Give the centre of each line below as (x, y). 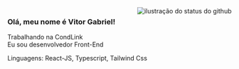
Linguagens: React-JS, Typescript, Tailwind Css (78, 58)
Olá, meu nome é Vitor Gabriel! (62, 22)
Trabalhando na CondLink (45, 37)
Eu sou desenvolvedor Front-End (55, 44)
